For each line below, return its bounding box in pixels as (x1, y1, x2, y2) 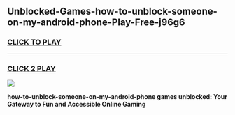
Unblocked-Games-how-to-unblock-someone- (7, 6, 218, 17)
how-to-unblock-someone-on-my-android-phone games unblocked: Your (7, 92, 228, 100)
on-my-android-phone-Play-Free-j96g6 (7, 17, 185, 29)
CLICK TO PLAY (7, 38, 62, 47)
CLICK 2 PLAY (7, 63, 56, 73)
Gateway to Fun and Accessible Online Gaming (7, 100, 146, 108)
